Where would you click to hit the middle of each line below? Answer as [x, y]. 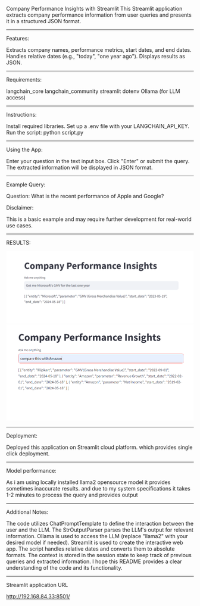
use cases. [19, 225]
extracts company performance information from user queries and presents [99, 15]
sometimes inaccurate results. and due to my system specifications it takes [98, 488]
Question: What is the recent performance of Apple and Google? [85, 196]
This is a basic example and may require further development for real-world [99, 219]
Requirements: [24, 79]
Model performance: [31, 470]
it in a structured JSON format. [44, 21]
